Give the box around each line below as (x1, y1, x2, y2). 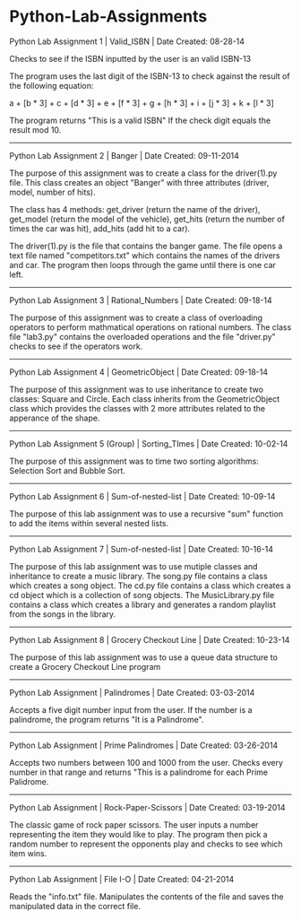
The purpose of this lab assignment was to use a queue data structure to (9, 652, 278, 663)
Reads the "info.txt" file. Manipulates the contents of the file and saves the (9, 890, 284, 902)
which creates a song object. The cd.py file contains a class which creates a (9, 580, 291, 591)
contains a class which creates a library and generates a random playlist (9, 599, 276, 610)
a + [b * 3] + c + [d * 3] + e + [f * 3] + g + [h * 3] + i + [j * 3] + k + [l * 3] (9, 97, 275, 108)
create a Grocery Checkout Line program (9, 661, 161, 672)
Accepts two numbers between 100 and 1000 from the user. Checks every (9, 757, 284, 768)
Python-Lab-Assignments (9, 6, 208, 27)
